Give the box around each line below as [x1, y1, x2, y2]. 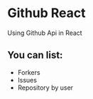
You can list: [7, 49, 63, 61]
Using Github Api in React [7, 28, 83, 37]
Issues [17, 75, 38, 84]
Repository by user [17, 83, 73, 92]
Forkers [17, 68, 40, 76]
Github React [7, 5, 87, 21]
